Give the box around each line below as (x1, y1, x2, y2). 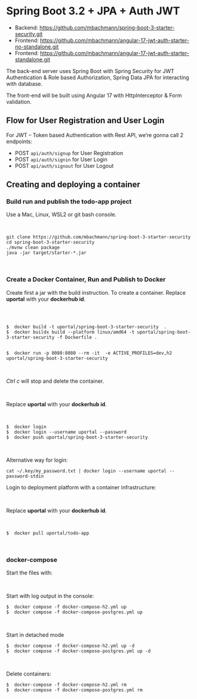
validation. (6, 98, 32, 105)
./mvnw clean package (6, 244, 60, 251)
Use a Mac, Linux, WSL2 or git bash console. (6, 211, 117, 218)
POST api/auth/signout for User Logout (14, 162, 114, 169)
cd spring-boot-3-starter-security (6, 240, 95, 246)
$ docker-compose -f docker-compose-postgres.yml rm (6, 687, 143, 693)
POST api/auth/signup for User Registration (14, 149, 124, 156)
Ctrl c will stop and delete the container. (6, 377, 104, 385)
